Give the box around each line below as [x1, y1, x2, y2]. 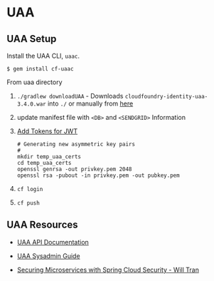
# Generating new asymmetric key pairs [16, 140, 136, 148]
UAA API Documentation [16, 237, 90, 246]
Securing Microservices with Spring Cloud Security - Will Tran [16, 265, 200, 274]
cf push [16, 200, 40, 207]
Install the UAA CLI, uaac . [6, 51, 80, 60]
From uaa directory [6, 78, 63, 86]
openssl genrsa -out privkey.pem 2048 [16, 165, 132, 173]
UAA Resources [6, 219, 79, 231]
